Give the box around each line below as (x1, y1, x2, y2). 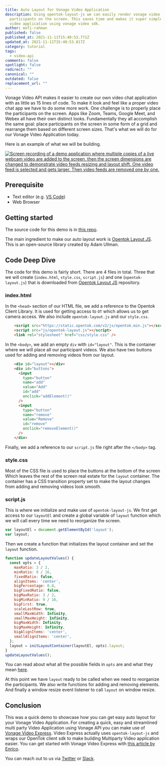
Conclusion (5, 701, 41, 710)
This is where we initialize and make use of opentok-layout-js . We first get (5, 507, 157, 513)
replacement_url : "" (5, 81, 48, 86)
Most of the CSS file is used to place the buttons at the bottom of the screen (5, 468, 161, 474)
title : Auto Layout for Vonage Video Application (5, 7, 110, 12)
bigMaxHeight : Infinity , (14, 625, 65, 630)
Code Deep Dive (5, 256, 56, 264)
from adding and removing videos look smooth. (5, 484, 102, 490)
